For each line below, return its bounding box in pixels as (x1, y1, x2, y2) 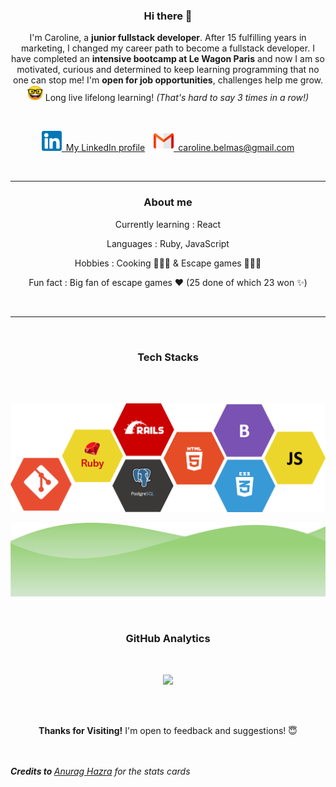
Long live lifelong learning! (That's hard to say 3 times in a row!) (44, 92, 310, 104)
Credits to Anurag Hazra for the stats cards (10, 765, 191, 777)
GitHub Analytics (125, 632, 211, 646)
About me (143, 195, 193, 209)
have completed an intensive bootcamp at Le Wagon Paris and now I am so (11, 53, 325, 65)
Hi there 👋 (143, 9, 193, 23)
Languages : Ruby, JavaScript (106, 237, 230, 249)
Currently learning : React (114, 218, 222, 230)
